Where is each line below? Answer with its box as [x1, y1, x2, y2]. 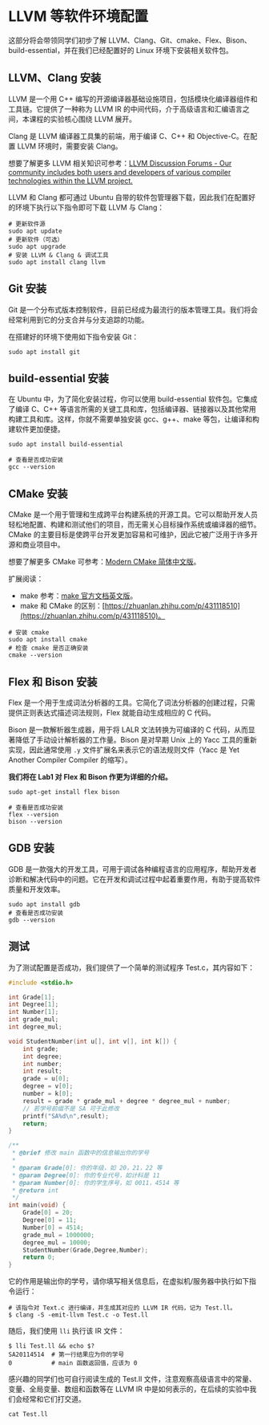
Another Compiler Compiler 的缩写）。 [8, 755, 132, 764]
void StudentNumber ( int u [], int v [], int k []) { [8, 1037, 178, 1045]
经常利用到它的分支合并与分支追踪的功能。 [8, 315, 149, 324]
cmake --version [8, 651, 62, 659]
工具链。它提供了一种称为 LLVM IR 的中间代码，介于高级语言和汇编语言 [8, 104, 243, 113]
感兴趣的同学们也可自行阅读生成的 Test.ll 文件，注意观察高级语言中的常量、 [8, 1374, 256, 1384]
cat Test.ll [8, 1411, 48, 1419]
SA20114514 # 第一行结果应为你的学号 [8, 1350, 125, 1359]
